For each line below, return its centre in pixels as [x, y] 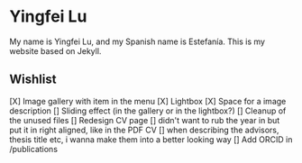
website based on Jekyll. [55, 50]
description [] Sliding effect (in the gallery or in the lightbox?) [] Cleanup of [148, 111]
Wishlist [33, 80]
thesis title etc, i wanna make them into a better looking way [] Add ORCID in [151, 139]
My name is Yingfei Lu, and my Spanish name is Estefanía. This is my [137, 41]
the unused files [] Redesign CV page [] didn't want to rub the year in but [145, 120]
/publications [34, 149]
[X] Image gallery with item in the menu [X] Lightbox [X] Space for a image [148, 101]
